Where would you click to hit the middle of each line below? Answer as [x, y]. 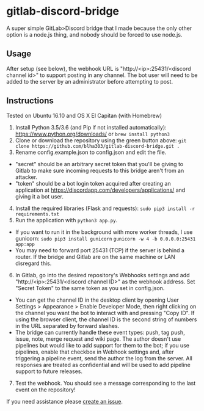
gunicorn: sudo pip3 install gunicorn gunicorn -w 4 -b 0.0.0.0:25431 [105, 238]
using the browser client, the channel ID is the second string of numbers [106, 319]
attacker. [26, 177]
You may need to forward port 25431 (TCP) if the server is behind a [100, 250]
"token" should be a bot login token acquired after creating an [93, 183]
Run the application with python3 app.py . [66, 220]
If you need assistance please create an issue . [65, 401]
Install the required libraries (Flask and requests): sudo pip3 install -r [105, 208]
